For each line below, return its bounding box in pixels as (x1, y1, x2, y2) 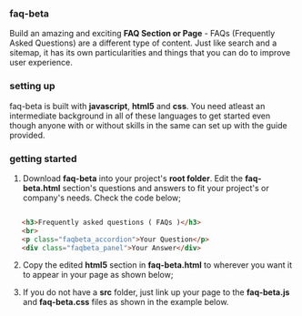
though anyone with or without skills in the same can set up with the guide (9, 119, 288, 130)
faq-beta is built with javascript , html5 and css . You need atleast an (9, 100, 266, 111)
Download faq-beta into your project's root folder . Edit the (22, 172, 244, 184)
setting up (9, 80, 56, 93)
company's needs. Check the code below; (22, 192, 182, 203)
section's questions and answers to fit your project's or (62, 182, 270, 193)
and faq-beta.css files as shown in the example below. (22, 297, 229, 308)
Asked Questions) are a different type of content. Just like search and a (9, 37, 277, 48)
